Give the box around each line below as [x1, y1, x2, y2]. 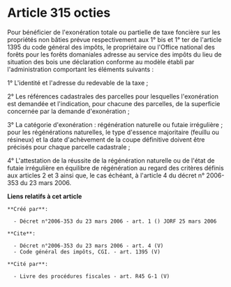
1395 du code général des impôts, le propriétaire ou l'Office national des [7, 43, 215, 51]
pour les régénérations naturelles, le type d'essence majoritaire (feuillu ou [7, 128, 220, 136]
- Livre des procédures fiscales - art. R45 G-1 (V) [13, 272, 170, 280]
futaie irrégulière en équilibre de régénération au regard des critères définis [7, 163, 225, 172]
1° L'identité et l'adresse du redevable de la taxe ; [7, 78, 149, 87]
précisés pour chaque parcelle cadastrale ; [7, 142, 131, 151]
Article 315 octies [7, 5, 111, 21]
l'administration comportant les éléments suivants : [7, 65, 154, 73]
